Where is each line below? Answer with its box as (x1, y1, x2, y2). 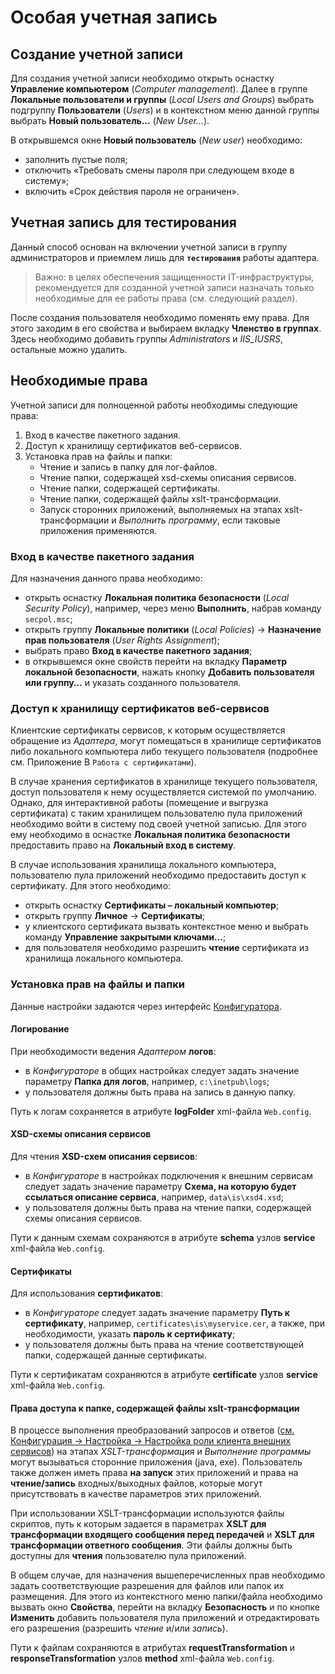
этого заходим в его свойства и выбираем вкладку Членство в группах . (10, 322, 322, 334)
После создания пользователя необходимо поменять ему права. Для (10, 311, 310, 323)
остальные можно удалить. (10, 343, 128, 355)
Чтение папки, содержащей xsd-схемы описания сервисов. (39, 471, 297, 483)
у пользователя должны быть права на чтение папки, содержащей (24, 1201, 312, 1213)
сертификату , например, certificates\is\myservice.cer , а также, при (24, 1317, 326, 1330)
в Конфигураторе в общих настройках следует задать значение (24, 1064, 300, 1076)
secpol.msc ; (24, 612, 73, 625)
